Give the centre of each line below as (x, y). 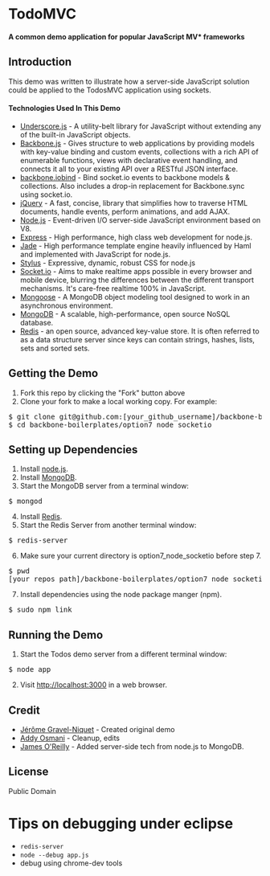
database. (37, 322)
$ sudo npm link (40, 610)
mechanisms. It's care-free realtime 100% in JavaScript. (113, 288)
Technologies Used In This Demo (64, 108)
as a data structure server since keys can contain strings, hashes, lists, (137, 339)
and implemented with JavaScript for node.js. (95, 254)
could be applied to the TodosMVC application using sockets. (110, 90)
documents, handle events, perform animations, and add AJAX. (125, 211)
